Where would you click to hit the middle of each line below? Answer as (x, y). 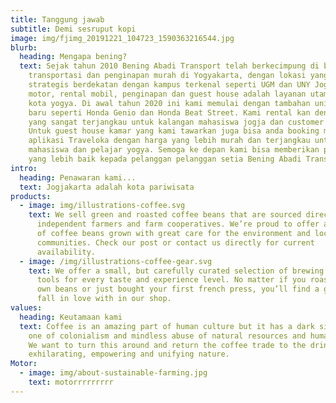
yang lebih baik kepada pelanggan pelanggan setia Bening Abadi (165, 159)
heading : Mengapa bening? (73, 57)
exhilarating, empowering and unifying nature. (129, 354)
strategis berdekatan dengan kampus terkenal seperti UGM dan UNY (169, 85)
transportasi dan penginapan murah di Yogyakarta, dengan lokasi (167, 76)
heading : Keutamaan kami (71, 317)
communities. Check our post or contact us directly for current (175, 242)
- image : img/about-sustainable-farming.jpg (113, 373)
